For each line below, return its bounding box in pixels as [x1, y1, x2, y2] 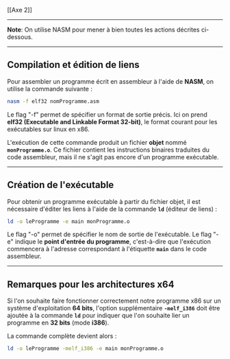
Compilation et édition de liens [7, 59, 140, 71]
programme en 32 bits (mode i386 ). [7, 319, 110, 327]
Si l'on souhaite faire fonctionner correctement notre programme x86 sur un [7, 297, 221, 305]
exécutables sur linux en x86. [7, 125, 90, 133]
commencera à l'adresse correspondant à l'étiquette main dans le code [7, 245, 207, 253]
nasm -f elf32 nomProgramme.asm [7, 97, 99, 105]
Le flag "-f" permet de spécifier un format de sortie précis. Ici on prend [7, 110, 207, 119]
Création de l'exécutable [7, 179, 114, 191]
